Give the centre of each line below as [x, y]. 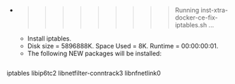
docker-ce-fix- [196, 17]
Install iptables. [49, 38]
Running [187, 10]
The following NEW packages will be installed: [94, 53]
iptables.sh [191, 25]
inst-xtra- [214, 10]
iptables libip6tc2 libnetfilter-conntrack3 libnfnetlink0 [84, 73]
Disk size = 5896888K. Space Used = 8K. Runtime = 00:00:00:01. [123, 46]
